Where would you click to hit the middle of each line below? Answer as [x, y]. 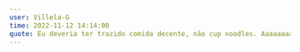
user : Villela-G [39, 17]
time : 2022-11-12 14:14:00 [59, 26]
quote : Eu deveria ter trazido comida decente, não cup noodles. [133, 33]
